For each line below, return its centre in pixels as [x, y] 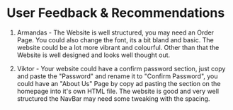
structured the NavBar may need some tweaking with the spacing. [113, 98]
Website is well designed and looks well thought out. [93, 55]
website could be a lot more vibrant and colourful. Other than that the [118, 47]
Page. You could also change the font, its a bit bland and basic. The [115, 39]
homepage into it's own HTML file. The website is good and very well [118, 91]
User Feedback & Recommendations [116, 13]
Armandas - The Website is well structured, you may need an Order [115, 32]
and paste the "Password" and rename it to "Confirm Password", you [117, 76]
